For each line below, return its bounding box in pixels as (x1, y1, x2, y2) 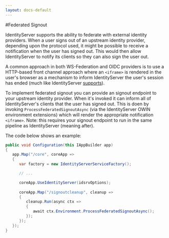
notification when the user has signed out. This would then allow (5, 48, 142, 54)
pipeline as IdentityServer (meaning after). (5, 122, 95, 129)
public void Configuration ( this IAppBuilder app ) (5, 142, 114, 148)
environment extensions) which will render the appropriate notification (5, 112, 154, 118)
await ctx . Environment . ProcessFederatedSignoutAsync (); (32, 209, 155, 214)
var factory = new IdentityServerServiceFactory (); (18, 161, 132, 167)
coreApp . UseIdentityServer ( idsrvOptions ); (18, 180, 111, 185)
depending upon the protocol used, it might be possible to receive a (5, 42, 149, 49)
